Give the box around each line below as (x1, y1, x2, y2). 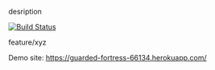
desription (8, 7, 43, 16)
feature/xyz (8, 37, 47, 47)
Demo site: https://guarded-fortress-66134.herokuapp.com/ (8, 53, 207, 62)
